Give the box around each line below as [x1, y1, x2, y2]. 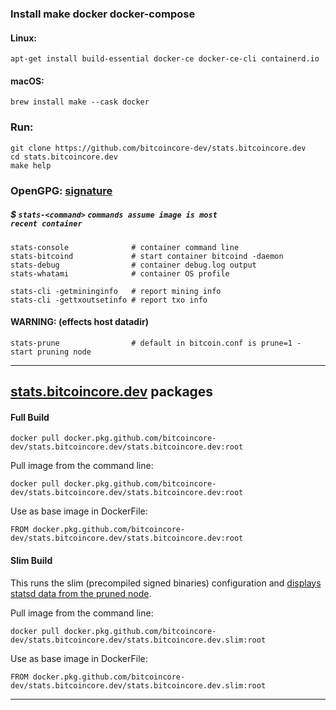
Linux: [10, 32, 37, 44]
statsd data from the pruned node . [10, 587, 152, 599]
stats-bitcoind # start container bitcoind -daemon [10, 251, 284, 261]
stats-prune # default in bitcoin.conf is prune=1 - [10, 338, 302, 348]
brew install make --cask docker [10, 97, 150, 107]
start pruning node [10, 347, 92, 357]
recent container [10, 219, 83, 229]
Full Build [10, 411, 50, 423]
